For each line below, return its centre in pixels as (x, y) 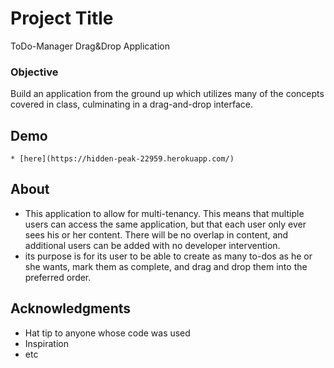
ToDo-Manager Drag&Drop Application (90, 46)
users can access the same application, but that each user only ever (165, 224)
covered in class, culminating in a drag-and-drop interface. (131, 104)
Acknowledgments (71, 308)
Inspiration (46, 343)
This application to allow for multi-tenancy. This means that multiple (164, 213)
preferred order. (58, 277)
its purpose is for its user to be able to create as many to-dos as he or (168, 256)
